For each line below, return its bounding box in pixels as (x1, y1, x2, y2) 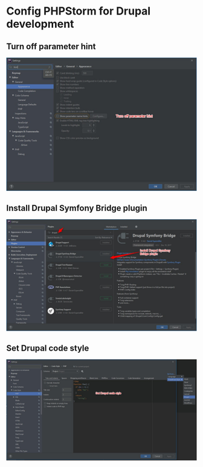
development (6, 17, 74, 31)
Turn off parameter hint (6, 41, 96, 51)
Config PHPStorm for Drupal (6, 4, 151, 18)
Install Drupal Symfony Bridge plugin (6, 203, 148, 213)
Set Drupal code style (6, 343, 89, 353)
